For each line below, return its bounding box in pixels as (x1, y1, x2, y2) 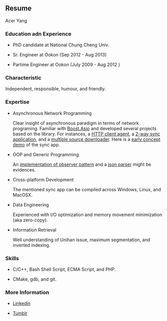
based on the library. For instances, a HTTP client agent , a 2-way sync (12, 131, 160, 137)
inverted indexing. (12, 242, 51, 248)
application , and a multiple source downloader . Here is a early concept (12, 136, 161, 142)
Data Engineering (12, 201, 49, 208)
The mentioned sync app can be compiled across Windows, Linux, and (12, 186, 161, 192)
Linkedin (12, 300, 31, 307)
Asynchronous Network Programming (12, 110, 92, 116)
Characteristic (5, 74, 42, 81)
